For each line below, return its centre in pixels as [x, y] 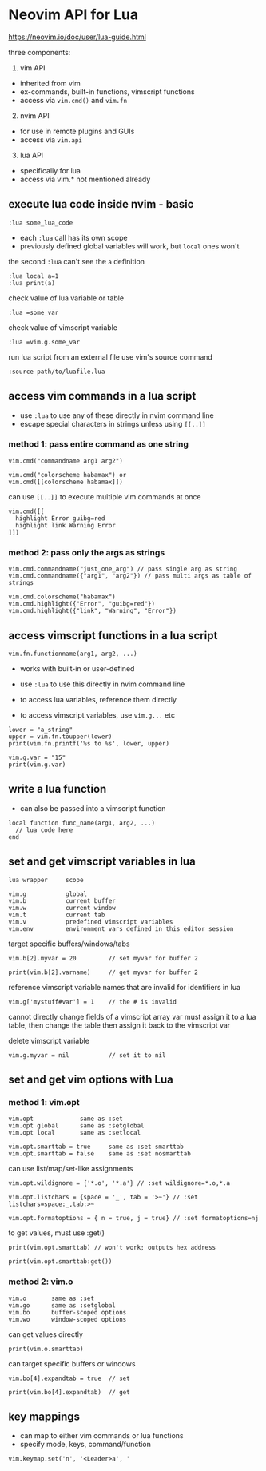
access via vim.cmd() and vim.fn [73, 100]
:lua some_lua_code [41, 223]
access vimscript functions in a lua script [113, 636]
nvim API [34, 115]
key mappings [44, 1416]
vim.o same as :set [51, 1298]
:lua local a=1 [34, 276]
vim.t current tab [57, 915]
